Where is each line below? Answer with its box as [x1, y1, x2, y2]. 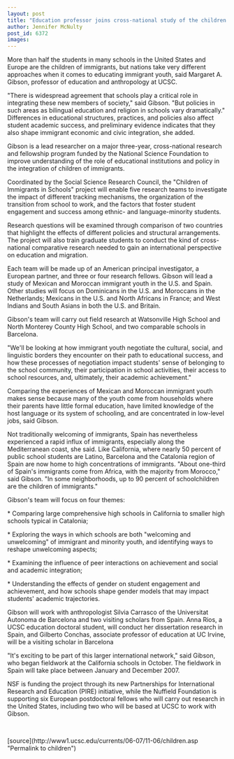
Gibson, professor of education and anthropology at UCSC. [7, 78, 178, 86]
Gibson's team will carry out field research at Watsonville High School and [7, 315, 221, 324]
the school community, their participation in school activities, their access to [7, 366, 227, 374]
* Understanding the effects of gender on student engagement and [7, 580, 200, 588]
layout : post [7, 10, 45, 17]
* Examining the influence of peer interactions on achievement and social [7, 559, 219, 567]
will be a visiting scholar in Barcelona [7, 638, 114, 646]
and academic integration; [7, 566, 82, 574]
